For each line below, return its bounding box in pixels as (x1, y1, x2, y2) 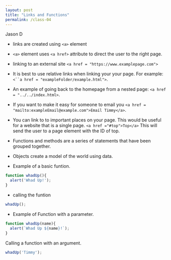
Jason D (5, 31, 23, 37)
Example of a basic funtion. (12, 163, 70, 169)
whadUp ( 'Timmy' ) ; (5, 250, 42, 255)
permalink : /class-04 (5, 17, 52, 22)
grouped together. (12, 143, 51, 149)
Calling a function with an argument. (5, 239, 82, 246)
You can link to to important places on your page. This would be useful (12, 117, 162, 123)
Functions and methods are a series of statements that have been (12, 138, 151, 144)
